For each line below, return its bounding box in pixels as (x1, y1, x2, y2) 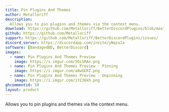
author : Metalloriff (5, 12, 49, 17)
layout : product (5, 87, 39, 92)
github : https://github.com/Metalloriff (5, 31, 92, 36)
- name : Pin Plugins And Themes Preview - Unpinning (10, 73, 123, 78)
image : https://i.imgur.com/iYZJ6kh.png (14, 78, 100, 83)
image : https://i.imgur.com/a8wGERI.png (14, 69, 100, 74)
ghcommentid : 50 (5, 82, 39, 87)
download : (5, 26, 26, 31)
